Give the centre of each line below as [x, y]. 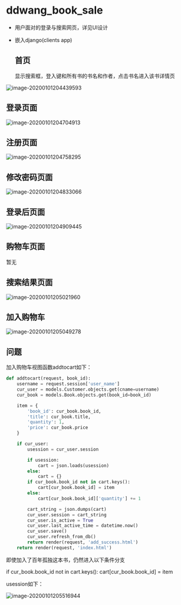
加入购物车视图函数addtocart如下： [49, 367]
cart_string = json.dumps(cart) [67, 509]
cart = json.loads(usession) [73, 465]
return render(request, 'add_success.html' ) [83, 542]
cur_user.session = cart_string [67, 515]
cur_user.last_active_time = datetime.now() [83, 526]
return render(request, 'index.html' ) [64, 548]
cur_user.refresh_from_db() [62, 537]
